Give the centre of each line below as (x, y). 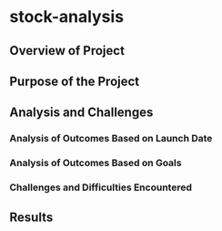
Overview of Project (67, 51)
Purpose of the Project (75, 81)
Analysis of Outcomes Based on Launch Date (111, 139)
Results (31, 217)
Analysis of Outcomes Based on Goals (96, 163)
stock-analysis (67, 17)
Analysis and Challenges (81, 113)
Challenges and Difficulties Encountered (101, 187)
